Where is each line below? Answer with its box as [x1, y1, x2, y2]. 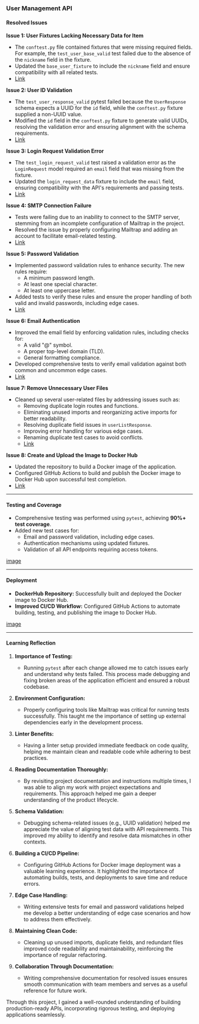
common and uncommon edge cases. [14, 367, 108, 374]
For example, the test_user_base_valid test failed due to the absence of [14, 50, 191, 57]
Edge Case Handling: [14, 892, 68, 899]
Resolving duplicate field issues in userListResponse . [23, 421, 152, 429]
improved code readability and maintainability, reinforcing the [23, 945, 174, 952]
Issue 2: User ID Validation [6, 87, 73, 94]
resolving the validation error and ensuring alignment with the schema [14, 123, 186, 131]
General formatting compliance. [23, 354, 101, 362]
